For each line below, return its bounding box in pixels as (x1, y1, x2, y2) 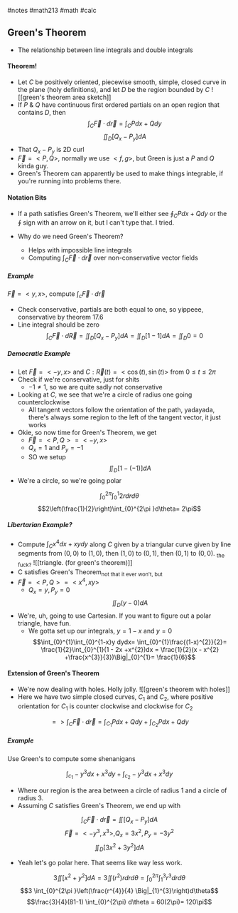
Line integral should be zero (17, 320, 99, 329)
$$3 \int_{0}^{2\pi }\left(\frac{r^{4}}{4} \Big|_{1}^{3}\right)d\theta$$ (20, 886, 219, 894)
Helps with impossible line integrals (28, 246, 132, 255)
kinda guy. (17, 162, 48, 170)
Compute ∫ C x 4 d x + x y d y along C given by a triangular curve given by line (17, 539, 232, 550)
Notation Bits (7, 193, 48, 202)
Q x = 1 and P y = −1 (28, 443, 84, 454)
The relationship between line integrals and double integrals (17, 46, 193, 54)
